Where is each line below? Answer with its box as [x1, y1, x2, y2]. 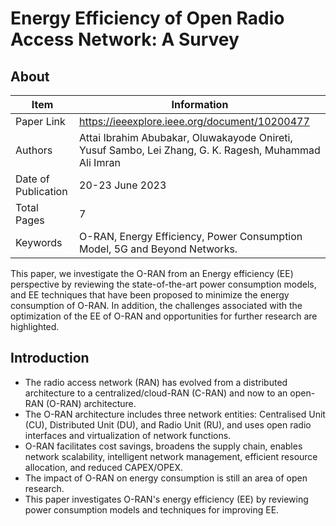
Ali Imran [79, 156, 121, 169]
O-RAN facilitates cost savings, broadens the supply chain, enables [24, 440, 303, 452]
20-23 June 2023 [79, 178, 167, 192]
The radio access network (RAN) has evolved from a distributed [24, 376, 288, 388]
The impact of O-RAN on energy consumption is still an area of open [24, 472, 308, 484]
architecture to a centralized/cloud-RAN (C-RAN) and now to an [24, 387, 288, 399]
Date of [15, 172, 50, 186]
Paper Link [15, 115, 66, 128]
